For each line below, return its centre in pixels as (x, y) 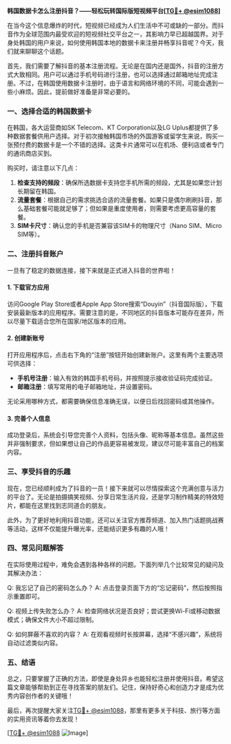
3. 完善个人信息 (29, 418)
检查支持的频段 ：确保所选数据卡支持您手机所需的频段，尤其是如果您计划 (119, 183)
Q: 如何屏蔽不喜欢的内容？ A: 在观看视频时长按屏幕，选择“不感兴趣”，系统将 (115, 634)
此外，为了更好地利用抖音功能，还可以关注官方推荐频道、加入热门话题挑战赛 (115, 520)
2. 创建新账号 (26, 338)
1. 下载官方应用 (28, 287)
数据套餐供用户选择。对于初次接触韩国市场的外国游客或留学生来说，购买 (115, 136)
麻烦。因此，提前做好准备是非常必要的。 (76, 92)
